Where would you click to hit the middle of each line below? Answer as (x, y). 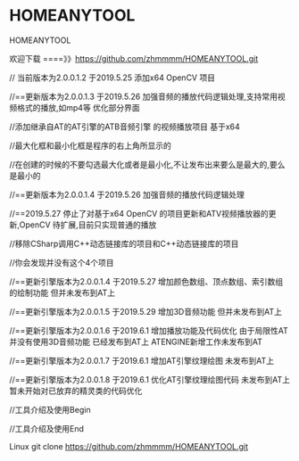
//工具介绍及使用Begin (50, 409)
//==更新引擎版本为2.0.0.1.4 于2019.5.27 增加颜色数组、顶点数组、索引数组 (146, 281)
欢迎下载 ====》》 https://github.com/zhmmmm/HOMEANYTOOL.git (134, 58)
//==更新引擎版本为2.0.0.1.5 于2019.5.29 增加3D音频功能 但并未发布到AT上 (146, 311)
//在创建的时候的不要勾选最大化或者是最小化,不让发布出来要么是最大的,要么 (147, 164)
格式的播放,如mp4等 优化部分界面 (78, 107)
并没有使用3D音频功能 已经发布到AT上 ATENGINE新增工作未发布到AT (136, 342)
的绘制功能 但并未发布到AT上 (62, 292)
